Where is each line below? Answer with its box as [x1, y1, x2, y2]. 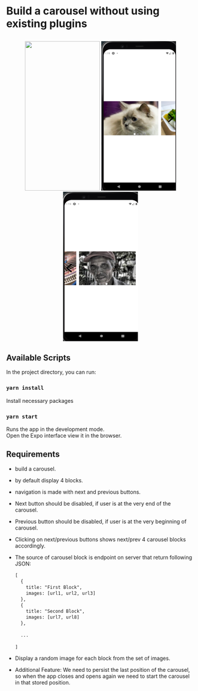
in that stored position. [14, 678, 71, 686]
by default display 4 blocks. [14, 476, 84, 484]
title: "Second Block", [26, 608, 85, 614]
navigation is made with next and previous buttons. [14, 488, 141, 496]
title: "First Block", [26, 584, 83, 590]
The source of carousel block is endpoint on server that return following [14, 554, 193, 561]
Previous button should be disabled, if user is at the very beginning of [14, 518, 187, 525]
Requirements [6, 450, 60, 460]
